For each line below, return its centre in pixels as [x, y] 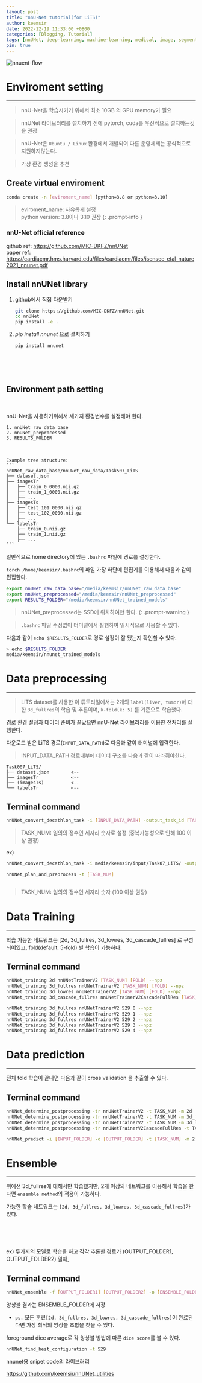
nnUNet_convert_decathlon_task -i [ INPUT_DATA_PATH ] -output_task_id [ [98, 821]
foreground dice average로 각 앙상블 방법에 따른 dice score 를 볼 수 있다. [93, 1338]
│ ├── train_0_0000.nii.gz [43, 486]
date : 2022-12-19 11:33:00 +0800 [48, 29]
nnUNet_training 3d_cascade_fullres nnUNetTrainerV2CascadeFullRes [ [95, 997]
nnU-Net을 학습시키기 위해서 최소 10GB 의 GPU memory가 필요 [96, 110]
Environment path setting [55, 389]
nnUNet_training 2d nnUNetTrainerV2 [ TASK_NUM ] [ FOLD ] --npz [84, 981]
